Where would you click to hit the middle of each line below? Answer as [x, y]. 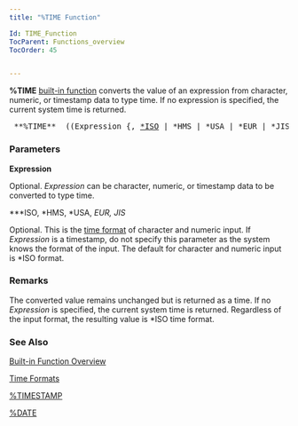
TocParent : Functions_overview [67, 42]
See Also [29, 342]
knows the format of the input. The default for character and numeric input [145, 248]
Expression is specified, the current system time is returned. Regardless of [145, 309]
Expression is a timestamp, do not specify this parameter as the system [140, 239]
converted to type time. [52, 195]
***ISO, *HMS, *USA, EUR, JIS [67, 212]
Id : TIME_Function [43, 33]
